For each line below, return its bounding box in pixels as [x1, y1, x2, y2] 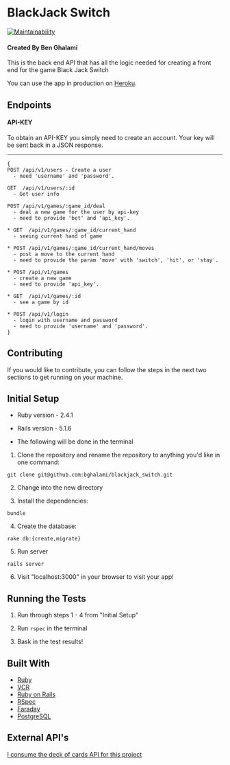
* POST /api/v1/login [7, 310, 69, 317]
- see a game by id [13, 299, 69, 306]
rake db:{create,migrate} [7, 536, 81, 543]
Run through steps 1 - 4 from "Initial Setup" [16, 611, 139, 619]
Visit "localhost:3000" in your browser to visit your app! [16, 573, 174, 581]
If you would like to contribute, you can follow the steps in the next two [7, 365, 207, 374]
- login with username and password [13, 317, 118, 323]
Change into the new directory [16, 483, 103, 492]
